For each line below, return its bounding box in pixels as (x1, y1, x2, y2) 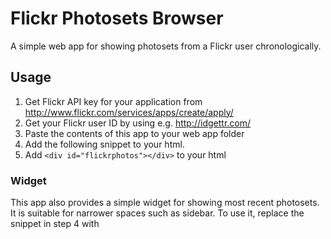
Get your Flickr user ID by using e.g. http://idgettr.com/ (24, 117, 252, 129)
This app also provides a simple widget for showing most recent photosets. (10, 197, 320, 209)
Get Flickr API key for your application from (24, 95, 203, 107)
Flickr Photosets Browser (10, 7, 224, 30)
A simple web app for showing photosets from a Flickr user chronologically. (10, 40, 322, 52)
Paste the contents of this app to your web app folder (24, 127, 245, 139)
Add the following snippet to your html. (24, 138, 185, 150)
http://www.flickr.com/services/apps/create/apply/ (24, 106, 234, 118)
